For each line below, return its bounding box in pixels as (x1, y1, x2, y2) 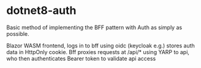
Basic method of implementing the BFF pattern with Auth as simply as (6, 24, 183, 31)
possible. (6, 30, 29, 37)
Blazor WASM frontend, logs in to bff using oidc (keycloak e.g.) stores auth (6, 42, 195, 49)
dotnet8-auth (6, 4, 77, 18)
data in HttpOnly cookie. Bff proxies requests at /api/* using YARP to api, (6, 48, 190, 55)
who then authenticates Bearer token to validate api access (6, 55, 156, 62)
